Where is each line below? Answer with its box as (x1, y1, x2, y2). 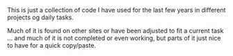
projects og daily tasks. (7, 13, 74, 21)
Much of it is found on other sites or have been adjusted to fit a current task (7, 27, 224, 35)
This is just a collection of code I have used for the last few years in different (7, 6, 226, 14)
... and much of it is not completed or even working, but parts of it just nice (7, 34, 221, 42)
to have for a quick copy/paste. (7, 41, 96, 49)
